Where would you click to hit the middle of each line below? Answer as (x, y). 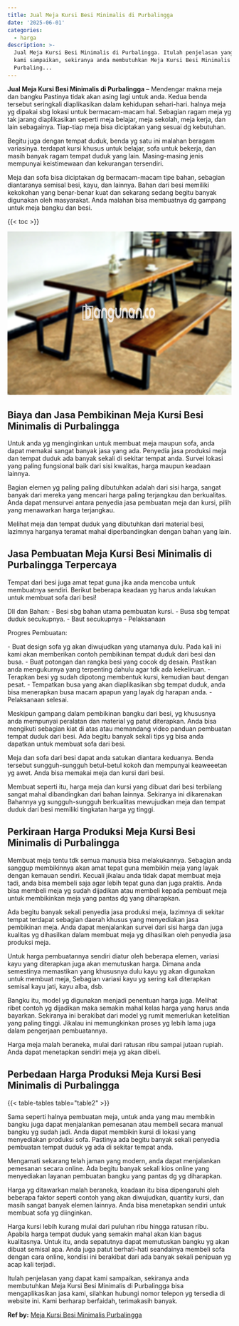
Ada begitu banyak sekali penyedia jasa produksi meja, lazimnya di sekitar (116, 912)
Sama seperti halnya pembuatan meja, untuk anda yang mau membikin (111, 1116)
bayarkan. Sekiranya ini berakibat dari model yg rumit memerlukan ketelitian (118, 1015)
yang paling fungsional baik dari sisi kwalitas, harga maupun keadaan (109, 466)
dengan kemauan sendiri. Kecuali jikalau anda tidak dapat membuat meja (114, 875)
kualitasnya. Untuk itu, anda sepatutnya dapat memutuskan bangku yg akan (118, 1241)
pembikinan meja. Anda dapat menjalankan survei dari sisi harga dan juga (115, 927)
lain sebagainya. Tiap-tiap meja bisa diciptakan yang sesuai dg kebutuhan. (117, 127)
